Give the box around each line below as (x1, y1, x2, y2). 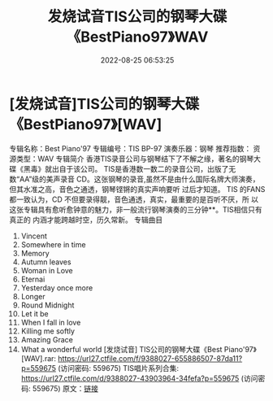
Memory (20, 248, 50, 258)
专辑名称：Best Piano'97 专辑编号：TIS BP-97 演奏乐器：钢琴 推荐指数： (9, 143, 252, 153)
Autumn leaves (20, 257, 71, 267)
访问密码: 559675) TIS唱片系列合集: (60, 363, 180, 373)
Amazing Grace (20, 334, 74, 344)
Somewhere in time (20, 239, 86, 249)
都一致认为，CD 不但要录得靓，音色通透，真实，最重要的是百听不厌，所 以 (9, 194, 259, 204)
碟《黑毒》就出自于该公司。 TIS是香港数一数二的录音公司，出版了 (9, 163, 229, 173)
